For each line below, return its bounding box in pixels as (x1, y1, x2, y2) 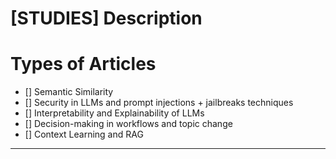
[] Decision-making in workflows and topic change (24, 118, 233, 130)
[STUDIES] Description (10, 7, 203, 30)
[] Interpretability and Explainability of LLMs (24, 107, 205, 119)
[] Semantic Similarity (24, 86, 114, 98)
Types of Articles (10, 53, 157, 76)
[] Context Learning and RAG (24, 128, 144, 141)
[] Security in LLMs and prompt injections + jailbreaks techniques (24, 97, 294, 109)
